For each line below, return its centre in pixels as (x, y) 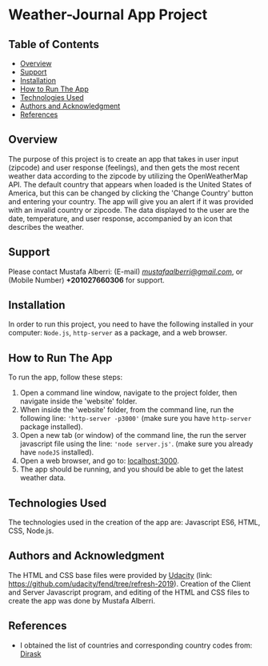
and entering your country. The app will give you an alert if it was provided (131, 201)
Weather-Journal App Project (108, 15)
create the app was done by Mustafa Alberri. (82, 600)
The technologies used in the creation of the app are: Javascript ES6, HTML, (134, 523)
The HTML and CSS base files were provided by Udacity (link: (110, 575)
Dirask (30, 653)
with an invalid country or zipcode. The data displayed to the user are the (129, 210)
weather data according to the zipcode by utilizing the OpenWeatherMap (128, 176)
